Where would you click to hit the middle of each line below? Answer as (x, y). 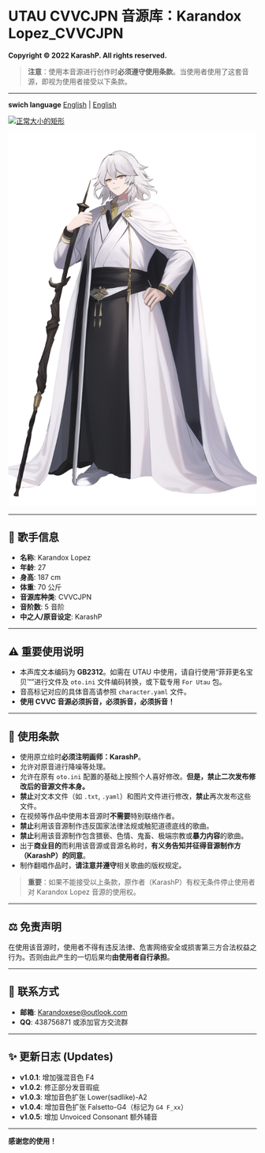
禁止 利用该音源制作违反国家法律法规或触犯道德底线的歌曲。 (116, 826)
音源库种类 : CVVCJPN (56, 597)
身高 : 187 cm (40, 578)
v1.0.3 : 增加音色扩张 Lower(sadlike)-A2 (83, 1097)
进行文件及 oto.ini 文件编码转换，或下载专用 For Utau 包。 (130, 682)
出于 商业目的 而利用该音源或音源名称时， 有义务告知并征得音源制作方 (130, 846)
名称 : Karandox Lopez (55, 558)
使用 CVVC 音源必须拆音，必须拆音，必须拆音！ (97, 702)
